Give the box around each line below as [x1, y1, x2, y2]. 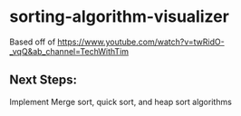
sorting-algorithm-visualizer [9, 6, 229, 27]
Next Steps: [9, 72, 77, 88]
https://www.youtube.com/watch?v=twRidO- [57, 36, 225, 47]
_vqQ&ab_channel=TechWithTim [9, 45, 130, 56]
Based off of [9, 36, 56, 47]
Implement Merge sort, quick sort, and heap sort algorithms [9, 96, 233, 107]
